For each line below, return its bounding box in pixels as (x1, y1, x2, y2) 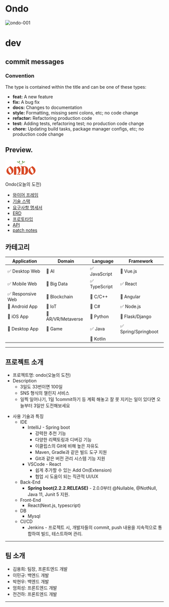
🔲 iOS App (7, 313, 29, 319)
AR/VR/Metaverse (46, 316, 83, 322)
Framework (128, 258, 153, 264)
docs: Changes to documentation (12, 104, 82, 110)
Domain (57, 258, 74, 264)
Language (92, 258, 114, 264)
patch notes (12, 227, 38, 233)
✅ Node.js (120, 303, 141, 309)
